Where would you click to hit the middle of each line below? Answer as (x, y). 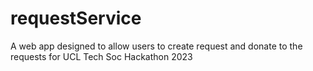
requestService (76, 18)
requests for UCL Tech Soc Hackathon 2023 (101, 56)
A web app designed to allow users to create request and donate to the (156, 46)
